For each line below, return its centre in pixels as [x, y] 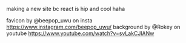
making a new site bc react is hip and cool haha [66, 9]
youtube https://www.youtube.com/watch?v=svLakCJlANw [80, 33]
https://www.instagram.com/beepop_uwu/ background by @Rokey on [93, 27]
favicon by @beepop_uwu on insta [49, 20]
